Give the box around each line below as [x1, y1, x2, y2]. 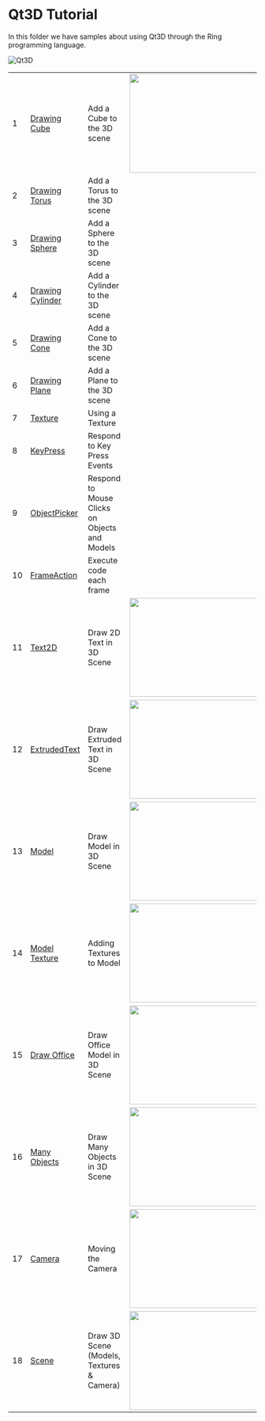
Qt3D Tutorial [8, 6, 99, 24]
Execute [88, 555, 118, 566]
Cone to [88, 332, 118, 343]
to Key [88, 440, 112, 451]
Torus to [88, 184, 118, 195]
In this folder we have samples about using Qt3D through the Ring [8, 32, 222, 41]
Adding [88, 938, 115, 949]
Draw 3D [88, 1330, 121, 1341]
